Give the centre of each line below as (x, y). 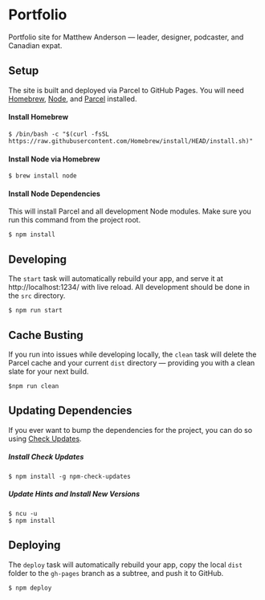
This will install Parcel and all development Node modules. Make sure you (130, 211)
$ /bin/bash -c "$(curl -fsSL (59, 134)
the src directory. (37, 296)
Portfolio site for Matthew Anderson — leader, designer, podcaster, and (126, 37)
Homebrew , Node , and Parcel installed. (73, 99)
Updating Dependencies (70, 411)
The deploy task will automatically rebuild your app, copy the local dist (126, 565)
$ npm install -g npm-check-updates (69, 476)
